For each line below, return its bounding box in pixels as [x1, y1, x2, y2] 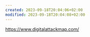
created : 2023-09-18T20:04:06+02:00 [5, 7, 83, 13]
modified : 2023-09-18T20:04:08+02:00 [5, 12, 85, 17]
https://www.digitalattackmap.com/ [5, 26, 79, 32]
